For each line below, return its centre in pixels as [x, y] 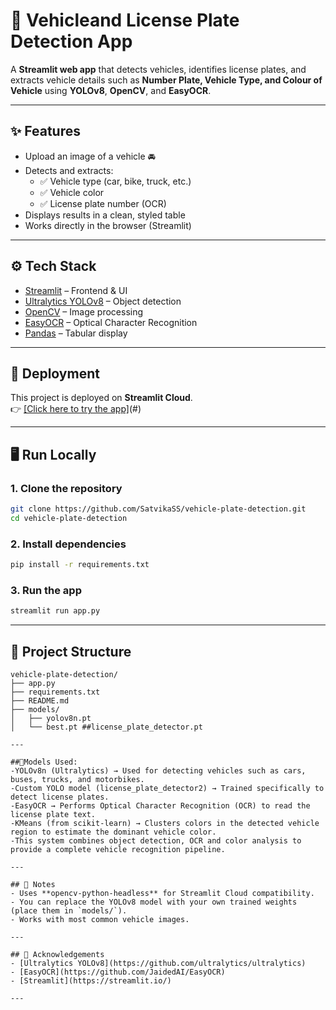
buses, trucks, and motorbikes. [77, 779]
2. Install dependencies [68, 544]
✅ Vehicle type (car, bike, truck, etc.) [115, 181]
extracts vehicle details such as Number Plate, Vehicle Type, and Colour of [166, 80]
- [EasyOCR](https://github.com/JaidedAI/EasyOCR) [118, 972]
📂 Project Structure [71, 651]
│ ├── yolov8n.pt [51, 718]
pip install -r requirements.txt [80, 565]
